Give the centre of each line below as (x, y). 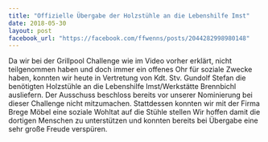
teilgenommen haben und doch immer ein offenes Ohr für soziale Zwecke (130, 70)
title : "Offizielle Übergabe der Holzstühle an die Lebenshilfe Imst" (129, 16)
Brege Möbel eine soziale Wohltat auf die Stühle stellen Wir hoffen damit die (134, 112)
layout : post (30, 30)
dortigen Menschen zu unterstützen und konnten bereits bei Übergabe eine (134, 120)
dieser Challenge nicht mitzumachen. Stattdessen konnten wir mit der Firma (134, 103)
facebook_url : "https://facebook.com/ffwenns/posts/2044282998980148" (129, 38)
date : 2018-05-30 (37, 23)
